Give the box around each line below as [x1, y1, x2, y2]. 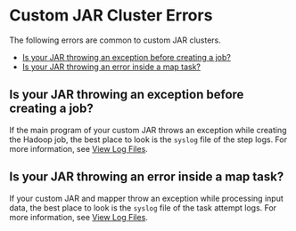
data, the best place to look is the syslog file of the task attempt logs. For [9, 202, 277, 213]
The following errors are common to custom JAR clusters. [9, 35, 221, 45]
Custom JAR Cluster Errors [9, 5, 213, 26]
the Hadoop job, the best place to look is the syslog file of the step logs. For [9, 134, 288, 145]
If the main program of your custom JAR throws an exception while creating [9, 124, 287, 135]
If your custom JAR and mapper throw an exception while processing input [9, 193, 284, 203]
